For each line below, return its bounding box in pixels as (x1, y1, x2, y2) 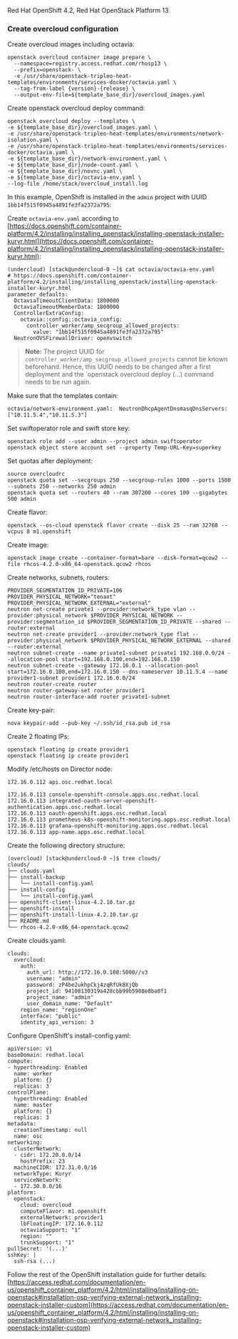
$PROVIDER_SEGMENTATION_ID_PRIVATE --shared (86, 618, 222, 626)
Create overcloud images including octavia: (7, 40, 135, 49)
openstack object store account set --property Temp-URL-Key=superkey (7, 444, 222, 452)
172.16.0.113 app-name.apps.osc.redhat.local (7, 829, 145, 836)
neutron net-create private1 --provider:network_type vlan (7, 606, 187, 613)
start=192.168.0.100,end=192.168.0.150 (61, 656, 180, 663)
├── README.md (7, 917, 50, 925)
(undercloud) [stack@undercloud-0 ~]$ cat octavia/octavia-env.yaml (7, 266, 215, 274)
